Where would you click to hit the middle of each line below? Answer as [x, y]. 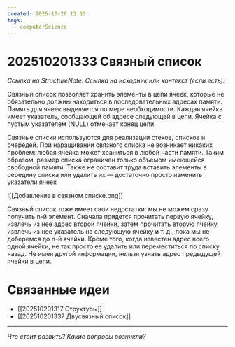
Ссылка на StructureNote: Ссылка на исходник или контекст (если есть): [116, 80]
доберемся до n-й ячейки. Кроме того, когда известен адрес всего [108, 239]
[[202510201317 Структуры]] [60, 309]
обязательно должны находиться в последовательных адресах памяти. [115, 101]
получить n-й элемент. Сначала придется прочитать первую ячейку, [110, 217]
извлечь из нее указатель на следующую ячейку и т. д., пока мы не [108, 232]
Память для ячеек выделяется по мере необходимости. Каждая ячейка [115, 109]
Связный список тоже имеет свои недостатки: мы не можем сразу [108, 209]
